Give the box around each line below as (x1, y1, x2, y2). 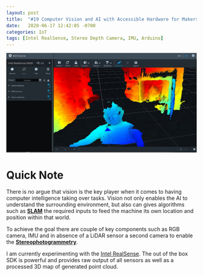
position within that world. (6, 214, 71, 221)
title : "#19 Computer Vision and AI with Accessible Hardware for (6, 16, 180, 22)
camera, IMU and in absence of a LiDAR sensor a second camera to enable (6, 232, 193, 239)
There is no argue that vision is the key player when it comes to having (6, 188, 182, 195)
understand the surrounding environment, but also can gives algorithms (6, 201, 185, 208)
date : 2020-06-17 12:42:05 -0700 (6, 22, 96, 28)
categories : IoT (6, 29, 47, 35)
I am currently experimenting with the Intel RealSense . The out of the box (6, 250, 188, 257)
